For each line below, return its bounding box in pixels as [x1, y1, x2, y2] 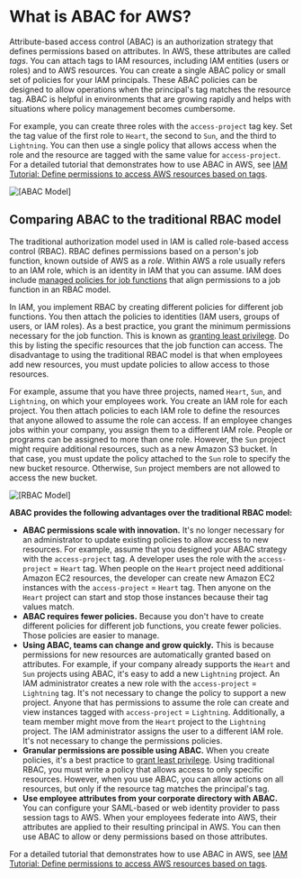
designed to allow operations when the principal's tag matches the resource [9, 84, 291, 95]
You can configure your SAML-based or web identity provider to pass [22, 802, 280, 813]
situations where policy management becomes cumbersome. [9, 103, 235, 114]
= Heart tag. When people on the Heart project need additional [52, 562, 285, 573]
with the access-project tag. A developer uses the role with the [22, 553, 256, 564]
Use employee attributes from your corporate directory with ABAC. [22, 792, 279, 803]
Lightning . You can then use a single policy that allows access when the [9, 140, 277, 151]
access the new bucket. [9, 471, 98, 483]
